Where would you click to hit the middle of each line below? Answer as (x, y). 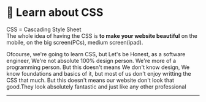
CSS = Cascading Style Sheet (44, 29)
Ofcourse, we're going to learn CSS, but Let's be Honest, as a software (96, 54)
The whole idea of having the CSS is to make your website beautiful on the (102, 35)
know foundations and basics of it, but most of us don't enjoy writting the (99, 73)
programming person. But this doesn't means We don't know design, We (98, 67)
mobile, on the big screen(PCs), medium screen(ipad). (75, 42)
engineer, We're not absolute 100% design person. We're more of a (91, 60)
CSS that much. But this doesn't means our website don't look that (90, 80)
